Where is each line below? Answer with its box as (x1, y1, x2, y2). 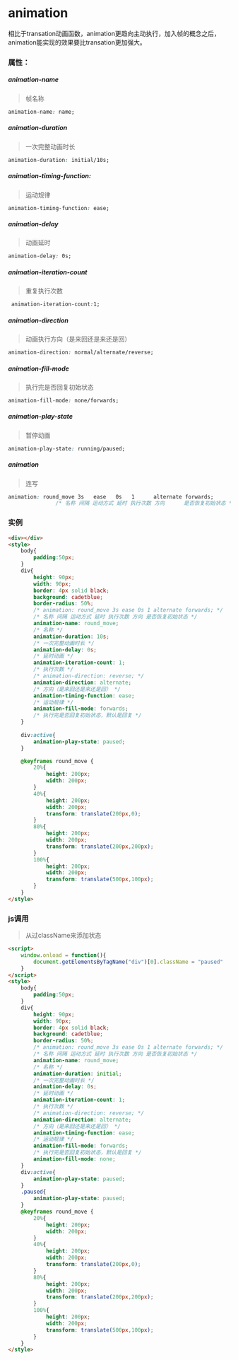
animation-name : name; (8, 108, 75, 115)
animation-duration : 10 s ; (33, 633, 110, 640)
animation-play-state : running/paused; (8, 445, 126, 452)
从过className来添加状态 (25, 931, 102, 940)
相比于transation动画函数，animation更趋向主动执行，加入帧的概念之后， (8, 29, 221, 37)
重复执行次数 (25, 286, 63, 295)
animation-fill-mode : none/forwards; (8, 397, 119, 404)
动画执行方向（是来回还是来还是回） (25, 335, 131, 344)
